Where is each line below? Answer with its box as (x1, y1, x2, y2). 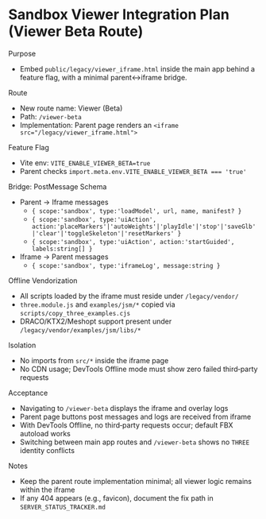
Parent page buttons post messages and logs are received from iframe (19, 412, 252, 421)
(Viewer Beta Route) (8, 22, 144, 41)
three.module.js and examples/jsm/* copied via (19, 300, 176, 309)
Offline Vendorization (8, 276, 78, 285)
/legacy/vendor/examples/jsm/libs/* (19, 326, 141, 335)
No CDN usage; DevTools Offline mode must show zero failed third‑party (19, 364, 258, 374)
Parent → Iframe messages (19, 197, 109, 207)
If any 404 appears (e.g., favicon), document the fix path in (19, 493, 214, 502)
